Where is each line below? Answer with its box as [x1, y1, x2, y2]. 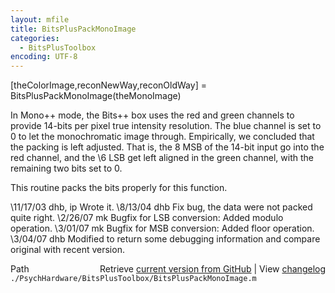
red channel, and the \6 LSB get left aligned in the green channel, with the [10, 152, 314, 164]
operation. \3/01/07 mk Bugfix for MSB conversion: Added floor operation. [10, 222, 315, 235]
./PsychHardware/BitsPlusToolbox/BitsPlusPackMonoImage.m [10, 274, 257, 284]
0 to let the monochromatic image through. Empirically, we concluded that [10, 131, 315, 143]
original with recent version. [10, 244, 125, 256]
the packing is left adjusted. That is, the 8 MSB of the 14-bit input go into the [10, 141, 325, 153]
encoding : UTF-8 [10, 52, 78, 62]
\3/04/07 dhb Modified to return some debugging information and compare [10, 233, 321, 245]
